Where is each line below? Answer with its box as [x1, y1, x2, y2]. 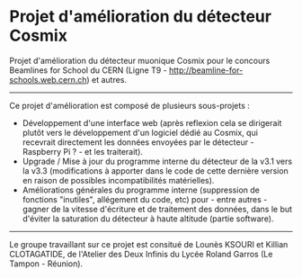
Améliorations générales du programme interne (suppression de [22, 184, 261, 195]
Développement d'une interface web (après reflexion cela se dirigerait [22, 117, 282, 128]
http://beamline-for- [169, 65, 244, 76]
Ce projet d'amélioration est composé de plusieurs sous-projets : [9, 100, 250, 111]
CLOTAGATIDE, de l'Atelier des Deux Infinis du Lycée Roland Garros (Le [9, 248, 273, 259]
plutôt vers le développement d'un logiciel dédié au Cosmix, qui [22, 127, 259, 138]
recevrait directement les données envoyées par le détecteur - [22, 137, 254, 148]
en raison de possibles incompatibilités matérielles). [22, 175, 215, 185]
